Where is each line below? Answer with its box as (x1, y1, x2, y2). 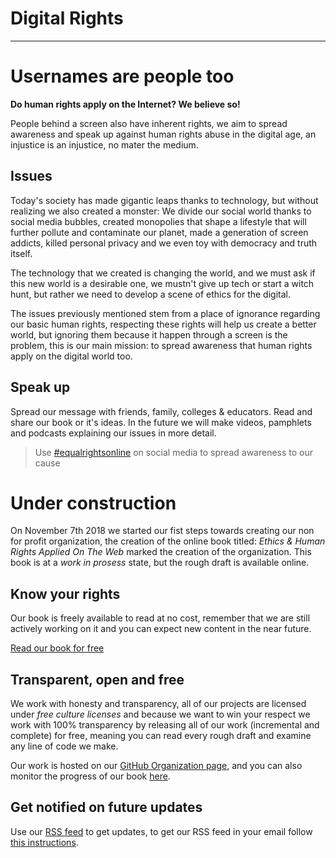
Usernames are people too (10, 65, 235, 88)
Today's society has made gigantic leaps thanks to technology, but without (10, 194, 319, 206)
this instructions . (10, 836, 79, 848)
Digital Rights (10, 7, 124, 30)
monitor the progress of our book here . (10, 770, 171, 782)
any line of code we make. (10, 740, 119, 752)
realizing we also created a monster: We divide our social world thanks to (10, 205, 312, 217)
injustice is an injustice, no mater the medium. (10, 138, 199, 151)
